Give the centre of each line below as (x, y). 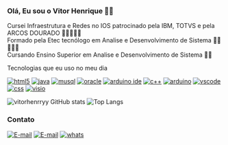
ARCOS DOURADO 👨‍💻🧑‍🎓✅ (45, 33)
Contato (21, 120)
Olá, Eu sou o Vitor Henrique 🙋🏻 (61, 11)
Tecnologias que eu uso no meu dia (58, 68)
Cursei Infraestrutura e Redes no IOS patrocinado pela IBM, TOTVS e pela (111, 26)
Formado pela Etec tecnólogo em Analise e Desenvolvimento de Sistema (110, 40)
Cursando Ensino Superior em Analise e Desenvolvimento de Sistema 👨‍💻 (110, 55)
